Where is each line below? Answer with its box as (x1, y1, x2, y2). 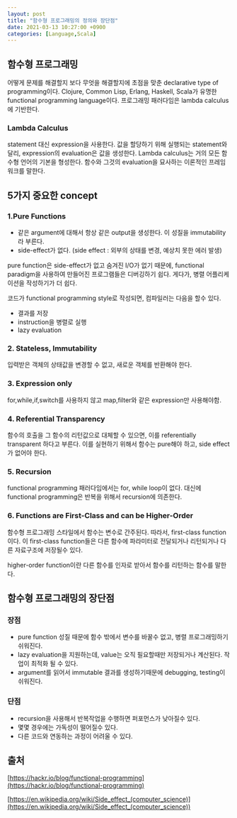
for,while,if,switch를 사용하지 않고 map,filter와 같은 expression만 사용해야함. (7, 395, 221, 404)
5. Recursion (7, 466, 52, 476)
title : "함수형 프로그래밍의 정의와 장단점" (7, 17, 119, 24)
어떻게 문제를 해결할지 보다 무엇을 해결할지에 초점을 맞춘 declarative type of (7, 79, 219, 87)
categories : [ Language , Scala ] (7, 30, 97, 38)
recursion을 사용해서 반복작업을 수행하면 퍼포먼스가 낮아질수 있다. (17, 714, 200, 722)
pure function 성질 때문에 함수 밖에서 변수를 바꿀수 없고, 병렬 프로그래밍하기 (17, 633, 229, 641)
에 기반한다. (7, 105, 40, 114)
